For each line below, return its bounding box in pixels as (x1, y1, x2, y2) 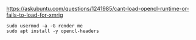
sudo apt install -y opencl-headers (6, 28, 99, 34)
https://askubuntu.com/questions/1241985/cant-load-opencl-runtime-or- (6, 5, 190, 12)
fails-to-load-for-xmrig (6, 11, 63, 19)
